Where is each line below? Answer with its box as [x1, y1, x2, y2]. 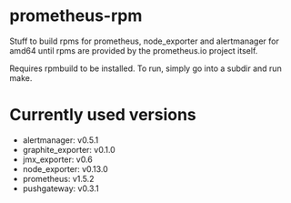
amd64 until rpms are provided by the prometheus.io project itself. [9, 45, 258, 56]
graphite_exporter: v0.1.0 [22, 144, 115, 155]
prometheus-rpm [9, 5, 143, 26]
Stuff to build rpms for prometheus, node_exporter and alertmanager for [9, 36, 279, 46]
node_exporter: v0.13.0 [22, 163, 109, 174]
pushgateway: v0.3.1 [22, 183, 99, 194]
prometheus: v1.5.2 [22, 173, 95, 184]
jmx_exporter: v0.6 [22, 154, 93, 165]
